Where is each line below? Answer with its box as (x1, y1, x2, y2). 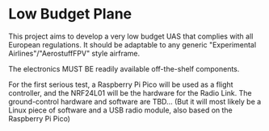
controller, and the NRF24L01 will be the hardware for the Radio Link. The (8, 88, 252, 97)
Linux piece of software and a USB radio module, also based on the (8, 105, 233, 115)
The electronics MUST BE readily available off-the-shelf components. (8, 63, 240, 73)
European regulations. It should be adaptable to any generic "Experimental (8, 39, 257, 49)
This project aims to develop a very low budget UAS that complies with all (8, 31, 254, 41)
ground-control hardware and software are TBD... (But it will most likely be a (8, 96, 262, 106)
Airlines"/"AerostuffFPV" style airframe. (8, 48, 141, 58)
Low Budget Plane (8, 5, 132, 23)
